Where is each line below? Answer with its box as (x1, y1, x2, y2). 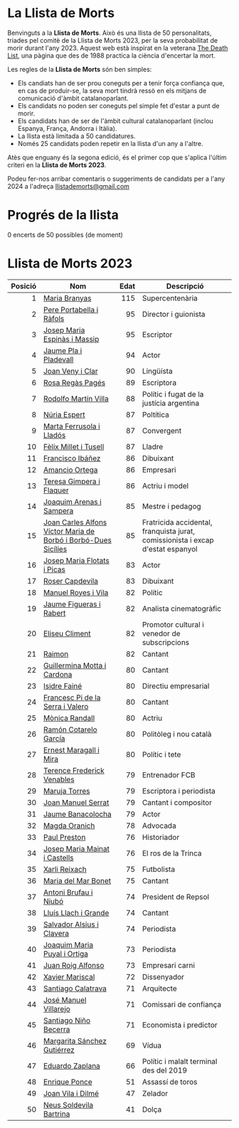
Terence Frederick (43, 765, 105, 775)
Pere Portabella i (43, 305, 99, 315)
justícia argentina (142, 398, 200, 408)
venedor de (142, 628, 181, 638)
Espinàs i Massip (43, 334, 100, 344)
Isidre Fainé (43, 681, 83, 691)
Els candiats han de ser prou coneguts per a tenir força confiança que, (17, 78, 225, 87)
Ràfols (43, 313, 65, 323)
